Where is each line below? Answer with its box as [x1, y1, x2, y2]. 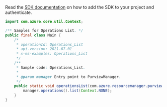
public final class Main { [5, 32, 61, 38]
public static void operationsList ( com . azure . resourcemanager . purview [14, 84, 164, 89]
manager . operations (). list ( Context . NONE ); [23, 88, 112, 94]
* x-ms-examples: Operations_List [16, 51, 88, 56]
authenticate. [5, 9, 32, 15]
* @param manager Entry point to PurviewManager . [16, 74, 121, 79]
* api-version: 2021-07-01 [16, 47, 72, 52]
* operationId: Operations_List [16, 42, 83, 47]
